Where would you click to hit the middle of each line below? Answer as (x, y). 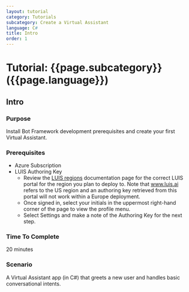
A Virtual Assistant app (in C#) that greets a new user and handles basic (93, 277)
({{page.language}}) (57, 80)
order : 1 (17, 39)
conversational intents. (33, 283)
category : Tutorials (31, 17)
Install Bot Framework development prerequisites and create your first (90, 131)
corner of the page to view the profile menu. (77, 209)
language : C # (22, 28)
